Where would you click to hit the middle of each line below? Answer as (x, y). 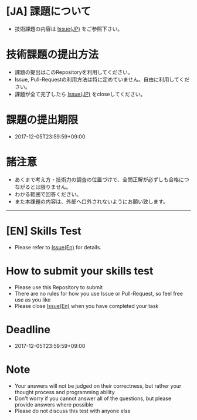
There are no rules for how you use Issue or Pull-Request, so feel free (99, 293)
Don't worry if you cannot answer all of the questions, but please (93, 398)
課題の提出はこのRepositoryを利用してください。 (74, 72)
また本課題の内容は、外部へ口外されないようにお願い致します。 (91, 201)
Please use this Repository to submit (59, 287)
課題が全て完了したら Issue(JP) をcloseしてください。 (80, 94)
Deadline (28, 329)
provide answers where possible (54, 404)
